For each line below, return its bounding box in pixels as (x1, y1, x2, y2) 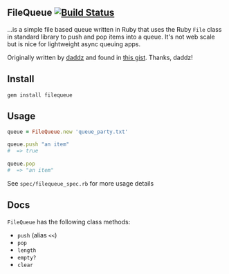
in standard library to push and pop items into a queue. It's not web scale (7, 32, 216, 41)
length (17, 246, 37, 254)
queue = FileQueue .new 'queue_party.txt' (7, 128, 129, 135)
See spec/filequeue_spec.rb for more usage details (7, 179, 154, 187)
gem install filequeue (7, 91, 73, 99)
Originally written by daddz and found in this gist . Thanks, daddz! (7, 53, 194, 61)
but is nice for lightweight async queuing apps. (7, 39, 141, 48)
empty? (17, 254, 37, 261)
